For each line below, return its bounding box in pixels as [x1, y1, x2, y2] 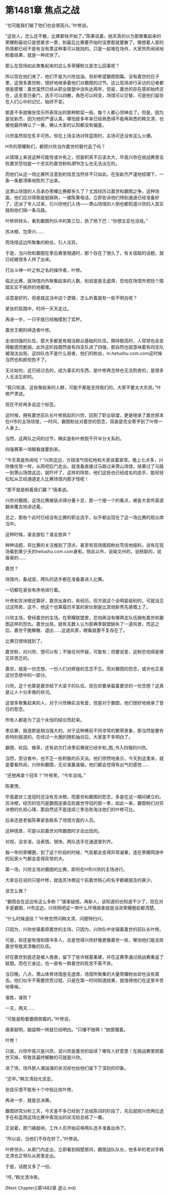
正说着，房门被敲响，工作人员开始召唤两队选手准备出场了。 [5, 1125, 129, 1131]
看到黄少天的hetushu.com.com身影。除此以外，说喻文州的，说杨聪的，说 [9, 548, 162, 554]
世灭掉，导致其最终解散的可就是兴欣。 [5, 1054, 84, 1060]
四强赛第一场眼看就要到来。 [5, 446, 63, 452]
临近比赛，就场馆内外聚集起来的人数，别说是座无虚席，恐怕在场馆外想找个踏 [5, 278, 164, 284]
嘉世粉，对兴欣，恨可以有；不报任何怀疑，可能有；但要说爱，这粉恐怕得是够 [5, 648, 164, 655]
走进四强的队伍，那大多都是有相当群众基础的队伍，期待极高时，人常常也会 [5, 338, 159, 344]
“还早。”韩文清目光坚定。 [5, 1075, 56, 1081]
